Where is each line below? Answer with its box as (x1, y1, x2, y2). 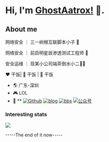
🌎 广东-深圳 (12, 82, 39, 88)
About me (5, 25, 37, 34)
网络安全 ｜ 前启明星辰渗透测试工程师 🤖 (5, 50, 89, 55)
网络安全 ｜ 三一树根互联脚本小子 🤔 (5, 39, 79, 45)
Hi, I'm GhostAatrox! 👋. (5, 5, 105, 16)
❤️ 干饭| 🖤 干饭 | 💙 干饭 (5, 71, 54, 77)
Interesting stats (5, 110, 48, 118)
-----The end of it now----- (5, 132, 63, 138)
